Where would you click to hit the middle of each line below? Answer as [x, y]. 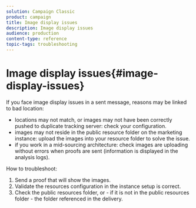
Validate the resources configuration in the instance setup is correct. [98, 186]
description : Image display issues [50, 28]
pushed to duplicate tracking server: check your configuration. [90, 126]
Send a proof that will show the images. [62, 180]
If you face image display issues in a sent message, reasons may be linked [97, 102]
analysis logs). [32, 157]
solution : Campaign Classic [41, 11]
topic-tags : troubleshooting [42, 45]
